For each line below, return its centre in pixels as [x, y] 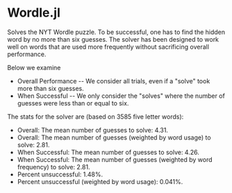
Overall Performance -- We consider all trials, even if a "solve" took [114, 81]
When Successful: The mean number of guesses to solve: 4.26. [108, 152]
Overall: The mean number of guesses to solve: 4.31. [93, 130]
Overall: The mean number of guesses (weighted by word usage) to [114, 137]
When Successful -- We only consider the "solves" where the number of [121, 96]
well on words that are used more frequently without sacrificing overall [108, 47]
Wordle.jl [34, 13]
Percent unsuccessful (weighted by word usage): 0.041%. [100, 181]
